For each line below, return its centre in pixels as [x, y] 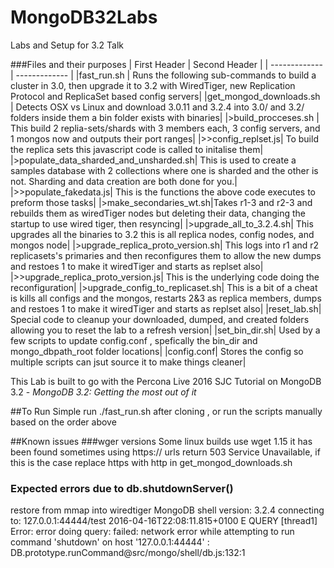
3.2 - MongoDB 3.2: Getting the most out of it [103, 392]
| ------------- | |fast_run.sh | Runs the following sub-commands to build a [163, 75]
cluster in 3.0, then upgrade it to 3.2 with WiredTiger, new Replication [153, 85]
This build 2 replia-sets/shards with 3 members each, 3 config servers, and [165, 128]
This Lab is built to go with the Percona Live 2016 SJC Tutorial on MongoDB [166, 381]
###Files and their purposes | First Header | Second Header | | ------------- [166, 64]
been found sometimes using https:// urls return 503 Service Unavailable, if [165, 452]
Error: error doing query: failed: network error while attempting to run [152, 532]
